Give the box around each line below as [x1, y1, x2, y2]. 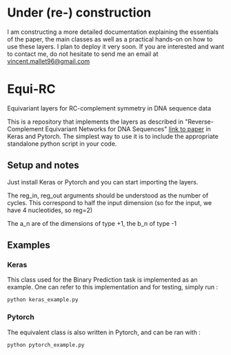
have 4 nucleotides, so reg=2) [7, 206, 93, 214]
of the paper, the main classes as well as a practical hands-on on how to [7, 35, 213, 43]
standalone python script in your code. [7, 140, 117, 148]
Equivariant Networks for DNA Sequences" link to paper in [45, 124, 212, 133]
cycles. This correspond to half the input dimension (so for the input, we [7, 198, 212, 207]
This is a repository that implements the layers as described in [7, 117, 184, 126]
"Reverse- [185, 117, 214, 126]
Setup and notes [7, 160, 79, 171]
